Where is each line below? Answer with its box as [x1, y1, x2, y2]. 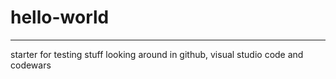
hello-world [10, 6, 110, 29]
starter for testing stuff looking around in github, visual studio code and [10, 48, 304, 60]
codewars [10, 59, 52, 71]
